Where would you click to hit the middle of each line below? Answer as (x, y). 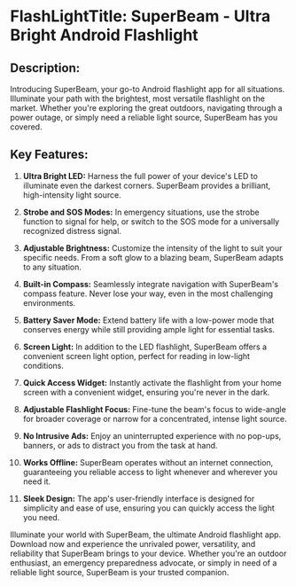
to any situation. (52, 267)
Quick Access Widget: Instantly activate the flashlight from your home (152, 382)
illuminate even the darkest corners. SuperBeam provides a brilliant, (147, 185)
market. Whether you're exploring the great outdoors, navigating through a (146, 108)
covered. (26, 127)
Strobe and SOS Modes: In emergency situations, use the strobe (141, 212)
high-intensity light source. (72, 195)
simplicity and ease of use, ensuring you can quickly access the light (149, 508)
